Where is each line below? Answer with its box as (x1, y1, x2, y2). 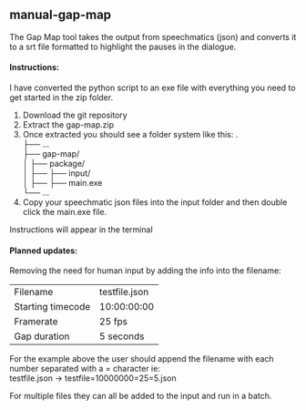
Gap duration (14, 330, 70, 343)
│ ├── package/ (22, 159, 86, 169)
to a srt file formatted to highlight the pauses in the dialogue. (9, 41, 237, 52)
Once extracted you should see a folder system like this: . (22, 129, 239, 140)
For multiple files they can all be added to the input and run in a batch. (9, 391, 272, 402)
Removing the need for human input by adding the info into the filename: (9, 265, 281, 276)
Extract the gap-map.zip (22, 119, 115, 130)
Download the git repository (22, 109, 127, 121)
